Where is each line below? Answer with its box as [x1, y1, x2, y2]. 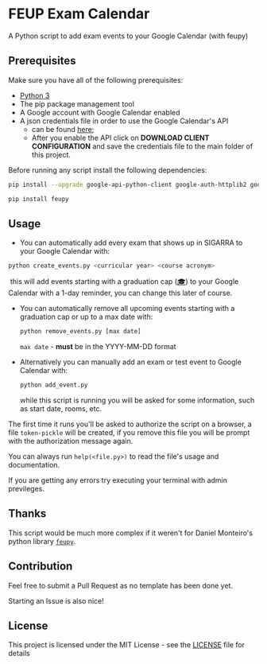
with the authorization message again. [8, 436, 133, 445]
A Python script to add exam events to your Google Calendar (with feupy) [8, 31, 249, 41]
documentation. [8, 460, 60, 469]
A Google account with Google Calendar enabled [19, 107, 180, 117]
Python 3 [19, 91, 50, 100]
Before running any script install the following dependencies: [8, 165, 207, 175]
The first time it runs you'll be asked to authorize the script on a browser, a [8, 419, 252, 429]
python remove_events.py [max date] [19, 328, 141, 336]
